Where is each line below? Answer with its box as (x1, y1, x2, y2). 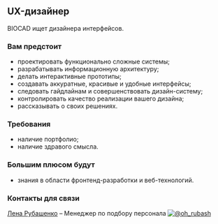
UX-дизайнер (7, 6, 70, 17)
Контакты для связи (7, 193, 80, 203)
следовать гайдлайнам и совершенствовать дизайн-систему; (17, 87, 203, 96)
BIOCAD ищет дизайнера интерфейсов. (7, 24, 124, 32)
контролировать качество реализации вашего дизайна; (17, 94, 184, 103)
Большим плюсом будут (7, 160, 96, 170)
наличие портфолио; (17, 135, 79, 144)
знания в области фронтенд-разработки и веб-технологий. (17, 176, 194, 184)
